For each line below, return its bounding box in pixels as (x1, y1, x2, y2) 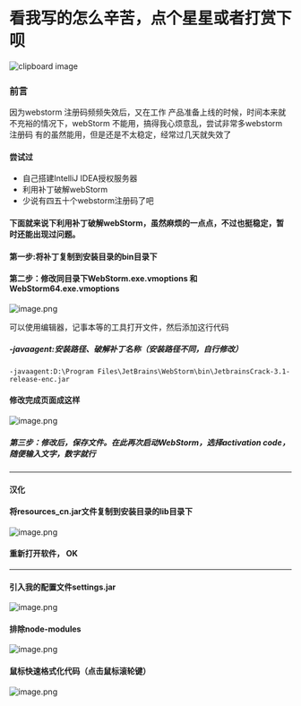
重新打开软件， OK (9, 548, 79, 559)
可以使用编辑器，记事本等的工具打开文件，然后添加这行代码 (9, 322, 229, 332)
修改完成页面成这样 (9, 395, 81, 406)
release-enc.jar (9, 375, 70, 383)
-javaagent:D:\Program (9, 366, 94, 376)
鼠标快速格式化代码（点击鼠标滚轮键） (9, 665, 150, 676)
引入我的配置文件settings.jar (9, 581, 116, 592)
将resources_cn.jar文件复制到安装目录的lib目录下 (9, 506, 193, 517)
